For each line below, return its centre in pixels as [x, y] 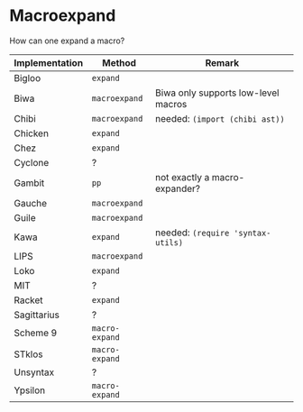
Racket [28, 300]
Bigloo [28, 78]
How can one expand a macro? [67, 41]
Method [119, 62]
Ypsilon [30, 390]
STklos [28, 354]
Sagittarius [37, 315]
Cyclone [32, 162]
